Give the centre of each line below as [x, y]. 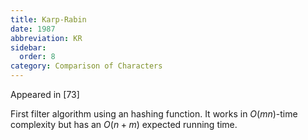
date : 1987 [33, 29]
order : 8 [37, 57]
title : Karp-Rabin [48, 19]
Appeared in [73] [45, 94]
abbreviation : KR [46, 38]
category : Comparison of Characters [86, 66]
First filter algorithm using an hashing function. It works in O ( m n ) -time [154, 114]
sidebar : [28, 47]
